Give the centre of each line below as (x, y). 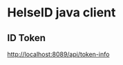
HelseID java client (61, 13)
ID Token (27, 38)
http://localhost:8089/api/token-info (58, 54)
